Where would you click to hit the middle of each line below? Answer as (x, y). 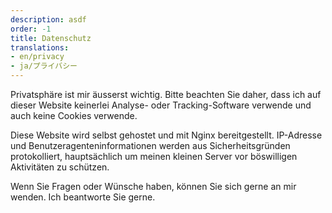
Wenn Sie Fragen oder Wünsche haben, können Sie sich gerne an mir (153, 186)
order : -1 (31, 29)
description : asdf (48, 19)
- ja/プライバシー (44, 66)
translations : (40, 47)
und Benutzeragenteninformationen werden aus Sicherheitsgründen (150, 145)
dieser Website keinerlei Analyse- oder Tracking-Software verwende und (161, 105)
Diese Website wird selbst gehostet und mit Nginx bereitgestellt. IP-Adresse (166, 135)
